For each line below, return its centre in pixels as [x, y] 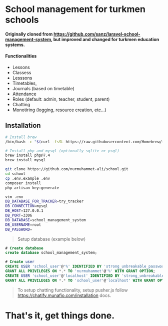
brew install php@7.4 [28, 155]
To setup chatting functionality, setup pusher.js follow [72, 290]
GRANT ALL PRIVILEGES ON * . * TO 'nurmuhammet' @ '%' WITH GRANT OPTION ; [80, 271]
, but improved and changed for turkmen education [105, 39]
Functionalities [21, 56]
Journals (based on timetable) [43, 88]
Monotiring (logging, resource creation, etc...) [59, 110]
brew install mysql [25, 160]
